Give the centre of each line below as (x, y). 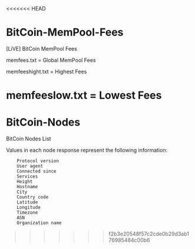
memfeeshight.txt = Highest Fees (47, 71)
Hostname (27, 187)
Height (25, 182)
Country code (33, 197)
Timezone (27, 213)
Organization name (39, 223)
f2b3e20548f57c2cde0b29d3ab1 (149, 234)
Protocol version (38, 161)
